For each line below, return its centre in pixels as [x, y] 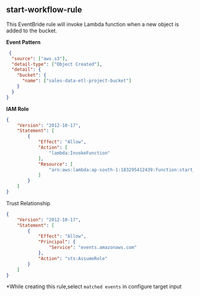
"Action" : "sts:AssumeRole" [73, 258]
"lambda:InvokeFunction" [79, 153]
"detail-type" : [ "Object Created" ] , [57, 64]
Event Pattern [23, 42]
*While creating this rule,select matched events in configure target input [94, 286]
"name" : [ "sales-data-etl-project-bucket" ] [77, 81]
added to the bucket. [32, 30]
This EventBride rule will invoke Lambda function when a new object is [93, 24]
